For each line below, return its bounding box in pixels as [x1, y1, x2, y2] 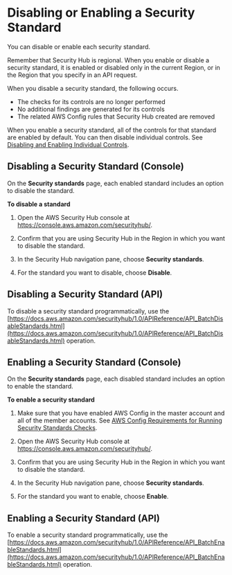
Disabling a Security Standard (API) [7, 289, 163, 300]
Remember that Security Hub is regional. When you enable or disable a [7, 55, 210, 64]
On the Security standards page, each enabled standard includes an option [7, 179, 224, 187]
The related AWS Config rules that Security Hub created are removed [17, 112, 215, 121]
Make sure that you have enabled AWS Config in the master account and [17, 409, 225, 418]
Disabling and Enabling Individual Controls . [7, 140, 130, 148]
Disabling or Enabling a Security [7, 5, 195, 21]
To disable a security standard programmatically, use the [7, 307, 170, 315]
